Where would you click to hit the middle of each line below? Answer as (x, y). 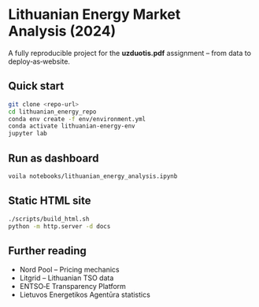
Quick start (36, 86)
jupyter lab (28, 134)
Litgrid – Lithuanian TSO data (67, 278)
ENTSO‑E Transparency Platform (72, 287)
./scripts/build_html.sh (49, 219)
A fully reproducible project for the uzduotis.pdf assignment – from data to (130, 53)
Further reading (47, 251)
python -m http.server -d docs (59, 226)
